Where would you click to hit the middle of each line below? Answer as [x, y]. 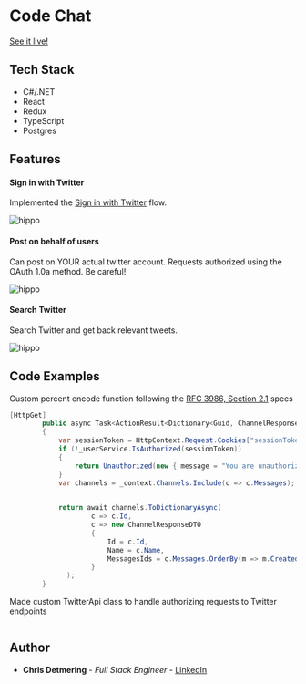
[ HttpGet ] [28, 415]
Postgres [40, 130]
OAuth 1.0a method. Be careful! [68, 271]
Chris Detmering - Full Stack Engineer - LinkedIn [115, 669]
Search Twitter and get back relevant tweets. [94, 330]
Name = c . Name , [136, 550]
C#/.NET [39, 91]
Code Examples [55, 376]
